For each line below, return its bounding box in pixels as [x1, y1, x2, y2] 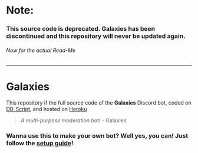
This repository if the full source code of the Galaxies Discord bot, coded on [6, 99, 192, 106]
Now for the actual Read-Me [6, 47, 75, 54]
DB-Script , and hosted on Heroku [6, 106, 87, 113]
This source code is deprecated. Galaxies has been [6, 25, 156, 33]
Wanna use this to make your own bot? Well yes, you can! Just [6, 132, 189, 140]
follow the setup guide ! [6, 139, 74, 148]
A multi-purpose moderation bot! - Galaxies [20, 117, 127, 124]
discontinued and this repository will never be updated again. [6, 32, 186, 40]
